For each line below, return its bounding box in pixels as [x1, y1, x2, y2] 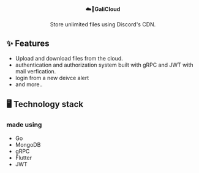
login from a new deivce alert [15, 74, 89, 81]
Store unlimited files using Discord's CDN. [50, 21, 156, 28]
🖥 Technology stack [6, 99, 84, 109]
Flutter [15, 154, 32, 161]
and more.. [15, 81, 43, 88]
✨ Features [6, 39, 50, 49]
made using [6, 120, 42, 129]
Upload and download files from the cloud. [15, 54, 124, 62]
